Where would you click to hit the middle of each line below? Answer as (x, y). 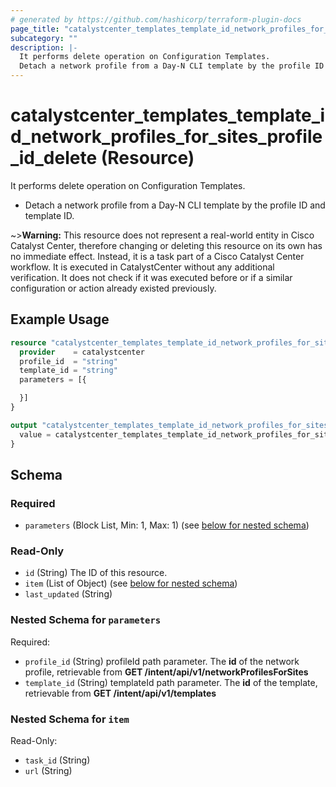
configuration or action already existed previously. (113, 288)
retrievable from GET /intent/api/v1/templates (120, 693)
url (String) (48, 771)
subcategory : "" (44, 38)
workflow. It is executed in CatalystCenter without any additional (142, 267)
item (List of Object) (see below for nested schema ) (131, 583)
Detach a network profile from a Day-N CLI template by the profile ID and (175, 205)
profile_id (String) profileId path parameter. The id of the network (162, 661)
